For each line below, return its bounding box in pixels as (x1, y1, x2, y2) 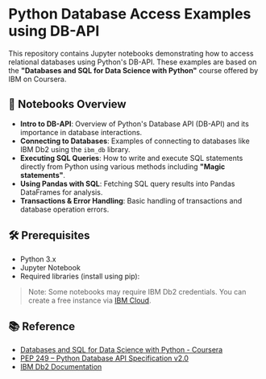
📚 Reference (8, 319, 75, 333)
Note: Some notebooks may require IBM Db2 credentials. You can (27, 286, 247, 296)
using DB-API (8, 22, 100, 40)
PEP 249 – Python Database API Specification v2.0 (19, 353, 189, 363)
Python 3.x (19, 254, 56, 264)
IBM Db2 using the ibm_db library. (19, 144, 131, 154)
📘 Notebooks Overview (8, 97, 127, 111)
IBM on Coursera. (8, 74, 67, 84)
